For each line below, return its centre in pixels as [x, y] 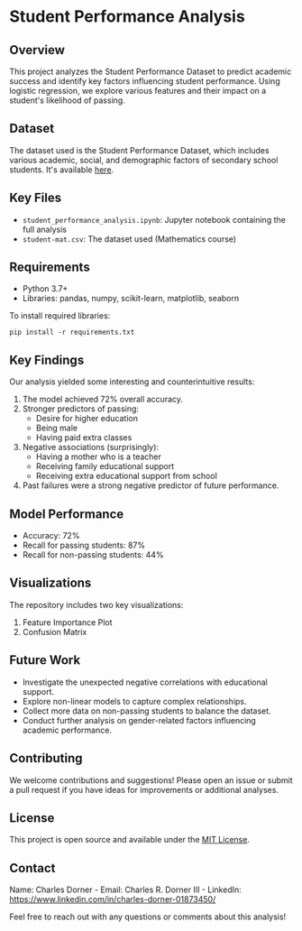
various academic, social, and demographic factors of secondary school [144, 160]
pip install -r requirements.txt [72, 332]
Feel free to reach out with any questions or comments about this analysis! [148, 917]
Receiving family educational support [105, 466]
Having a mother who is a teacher [99, 456]
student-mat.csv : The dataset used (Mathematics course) [129, 239]
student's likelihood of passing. [68, 100]
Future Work [45, 660]
